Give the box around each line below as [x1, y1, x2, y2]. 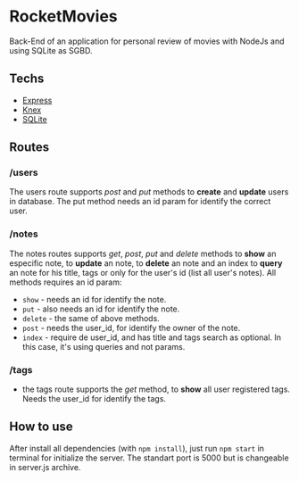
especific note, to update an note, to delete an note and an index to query [9, 257, 283, 269]
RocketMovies [9, 6, 118, 27]
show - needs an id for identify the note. [21, 294, 167, 304]
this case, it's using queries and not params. [21, 341, 186, 352]
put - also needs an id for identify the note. [21, 303, 180, 314]
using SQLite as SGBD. [9, 45, 93, 55]
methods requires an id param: [9, 277, 122, 287]
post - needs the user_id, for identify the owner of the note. [21, 322, 241, 333]
